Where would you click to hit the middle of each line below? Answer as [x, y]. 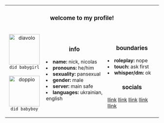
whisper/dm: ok [133, 73]
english [54, 98]
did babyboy [24, 109]
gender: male [68, 80]
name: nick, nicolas [75, 62]
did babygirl [24, 67]
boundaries [132, 48]
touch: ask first [132, 67]
